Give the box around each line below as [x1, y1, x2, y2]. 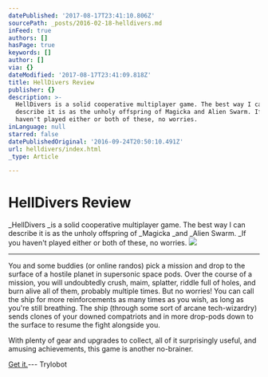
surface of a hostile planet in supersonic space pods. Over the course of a [8, 269, 253, 279]
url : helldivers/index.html [8, 145, 102, 153]
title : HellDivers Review [8, 78, 94, 86]
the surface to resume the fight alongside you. [8, 320, 161, 330]
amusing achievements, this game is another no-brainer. [8, 344, 194, 354]
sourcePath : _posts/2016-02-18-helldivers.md [8, 19, 162, 27]
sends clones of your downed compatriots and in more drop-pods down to [8, 312, 254, 321]
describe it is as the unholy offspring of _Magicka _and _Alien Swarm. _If [8, 229, 246, 238]
